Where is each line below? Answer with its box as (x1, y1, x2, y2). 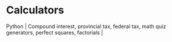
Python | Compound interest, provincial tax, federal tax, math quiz (6, 23, 167, 30)
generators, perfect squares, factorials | (6, 29, 103, 36)
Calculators (6, 3, 64, 17)
